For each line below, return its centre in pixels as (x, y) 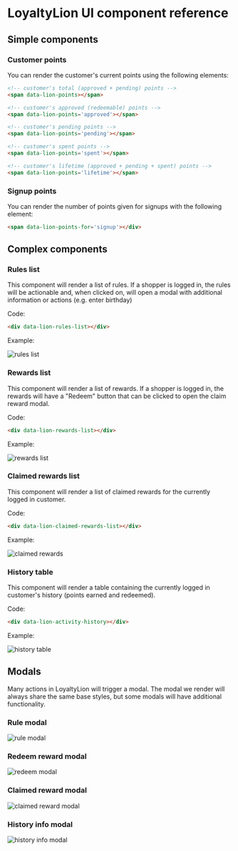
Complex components (58, 250)
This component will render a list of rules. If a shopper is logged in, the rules (119, 285)
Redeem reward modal (47, 756)
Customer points (37, 60)
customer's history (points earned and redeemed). (81, 595)
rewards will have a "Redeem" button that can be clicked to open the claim (117, 396)
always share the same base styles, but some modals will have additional (115, 696)
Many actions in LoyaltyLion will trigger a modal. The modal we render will (116, 689)
